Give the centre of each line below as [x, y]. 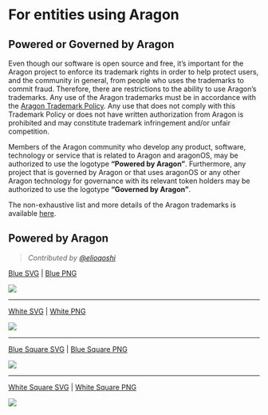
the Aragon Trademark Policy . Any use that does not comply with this [122, 106]
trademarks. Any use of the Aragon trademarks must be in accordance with [132, 97]
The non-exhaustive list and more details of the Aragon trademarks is [122, 205]
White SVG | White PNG [47, 311]
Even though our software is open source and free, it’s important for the [126, 63]
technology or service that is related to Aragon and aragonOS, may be [124, 155]
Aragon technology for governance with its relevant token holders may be [129, 181]
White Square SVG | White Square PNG [73, 387]
